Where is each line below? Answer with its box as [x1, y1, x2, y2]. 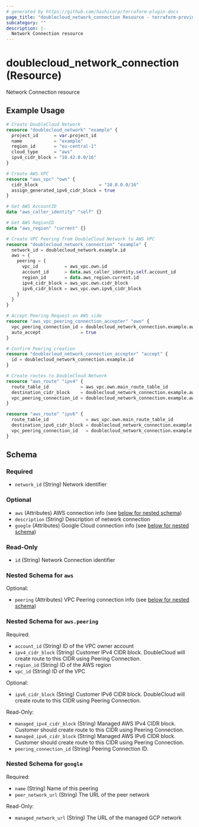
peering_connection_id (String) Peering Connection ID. [14, 745, 149, 752]
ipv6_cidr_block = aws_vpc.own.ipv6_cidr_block [21, 285, 142, 291]
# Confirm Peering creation [6, 345, 76, 352]
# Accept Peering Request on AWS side [6, 313, 102, 319]
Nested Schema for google [6, 760, 83, 768]
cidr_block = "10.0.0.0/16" [11, 182, 139, 187]
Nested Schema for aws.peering [6, 618, 99, 626]
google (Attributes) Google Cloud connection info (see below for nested [14, 521, 190, 529]
